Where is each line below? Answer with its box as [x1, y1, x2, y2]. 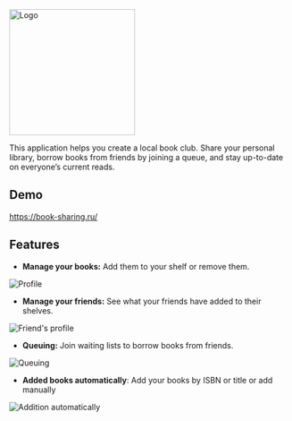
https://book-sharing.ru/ [9, 210, 98, 222]
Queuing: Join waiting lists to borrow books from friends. [21, 339, 234, 350]
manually [21, 384, 56, 395]
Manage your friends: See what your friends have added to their [21, 296, 262, 306]
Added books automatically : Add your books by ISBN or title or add [21, 374, 273, 385]
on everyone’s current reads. [9, 161, 115, 172]
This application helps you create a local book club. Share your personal [9, 142, 275, 153]
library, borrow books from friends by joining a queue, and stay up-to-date [9, 152, 284, 162]
